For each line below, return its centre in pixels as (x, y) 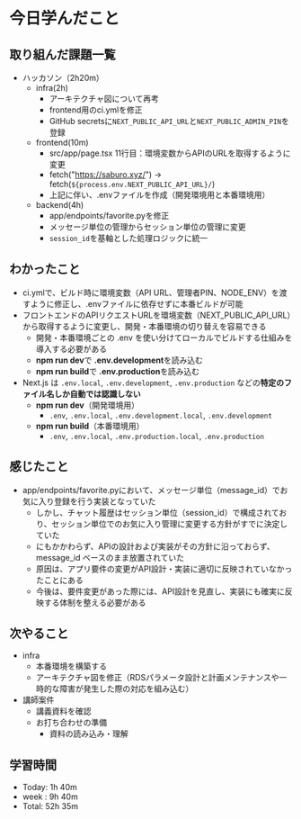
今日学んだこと (65, 18)
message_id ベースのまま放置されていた (110, 557)
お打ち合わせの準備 (71, 723)
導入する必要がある (71, 348)
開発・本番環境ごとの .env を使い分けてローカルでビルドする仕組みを (164, 337)
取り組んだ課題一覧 (62, 54)
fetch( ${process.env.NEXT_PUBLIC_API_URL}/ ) (132, 184)
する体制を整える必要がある (95, 602)
